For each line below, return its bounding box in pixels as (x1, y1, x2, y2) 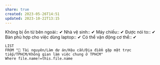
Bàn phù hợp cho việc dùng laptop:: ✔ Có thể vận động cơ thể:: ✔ (5, 34, 137, 40)
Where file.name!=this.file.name (5, 56, 73, 61)
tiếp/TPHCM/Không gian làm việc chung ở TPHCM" (5, 52, 104, 57)
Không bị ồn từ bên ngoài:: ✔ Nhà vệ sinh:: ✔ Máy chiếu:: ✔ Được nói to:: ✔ (5, 29, 156, 35)
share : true (5, 7, 29, 12)
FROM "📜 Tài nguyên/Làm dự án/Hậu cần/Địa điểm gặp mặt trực (5, 48, 132, 53)
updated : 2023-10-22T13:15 (5, 16, 60, 21)
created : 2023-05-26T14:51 (5, 12, 60, 16)
